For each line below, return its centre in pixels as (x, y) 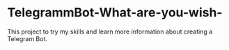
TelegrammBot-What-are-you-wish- (115, 13)
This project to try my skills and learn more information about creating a (110, 32)
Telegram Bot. (27, 38)
